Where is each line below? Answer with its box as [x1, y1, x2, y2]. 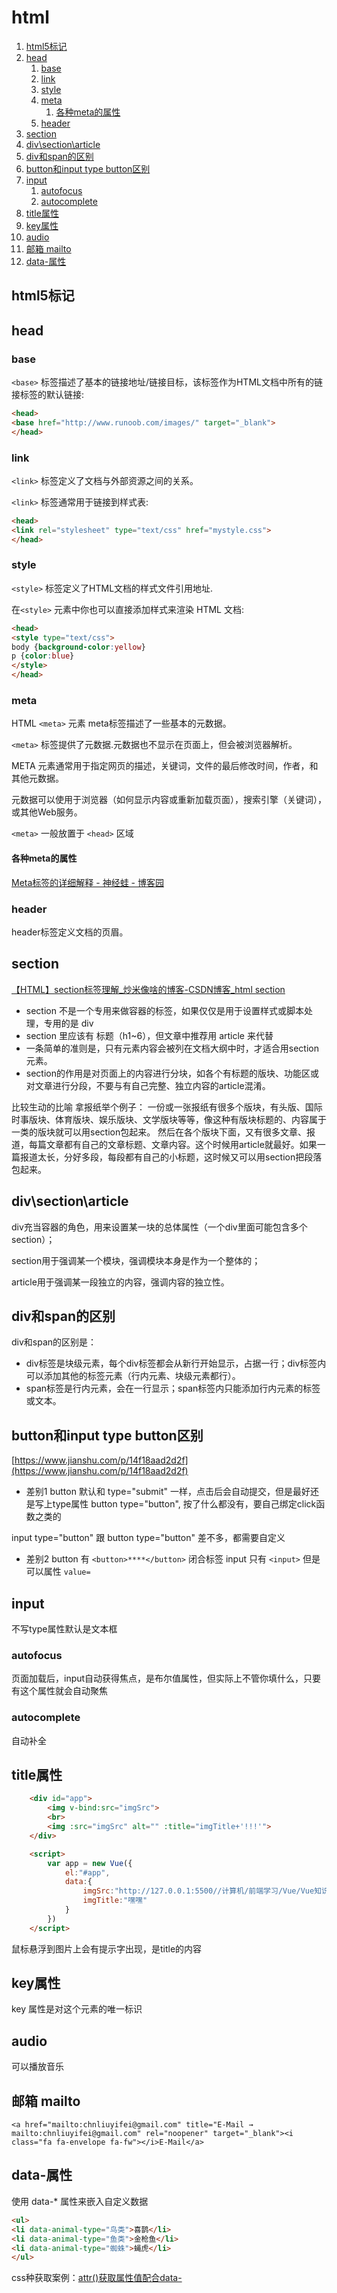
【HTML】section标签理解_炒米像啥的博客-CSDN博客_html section [11, 983, 286, 995]
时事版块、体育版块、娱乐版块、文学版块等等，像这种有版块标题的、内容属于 [11, 1113, 327, 1125]
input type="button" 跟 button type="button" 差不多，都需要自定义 [11, 1532, 286, 1544]
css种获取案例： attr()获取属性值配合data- [11, 2272, 183, 2284]
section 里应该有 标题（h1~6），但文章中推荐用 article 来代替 [25, 1029, 274, 1041]
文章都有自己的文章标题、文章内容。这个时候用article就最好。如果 [45, 1138, 318, 1150]
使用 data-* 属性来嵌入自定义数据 [11, 2195, 149, 2207]
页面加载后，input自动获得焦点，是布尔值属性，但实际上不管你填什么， [11, 1672, 304, 1685]
